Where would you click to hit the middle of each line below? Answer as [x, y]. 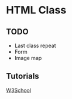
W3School [18, 90]
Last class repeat [35, 45]
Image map [28, 58]
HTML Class [36, 10]
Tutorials [23, 76]
